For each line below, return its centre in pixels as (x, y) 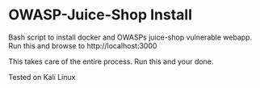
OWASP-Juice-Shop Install (100, 15)
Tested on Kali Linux (42, 77)
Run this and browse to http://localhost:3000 (83, 45)
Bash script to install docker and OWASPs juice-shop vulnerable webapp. (130, 37)
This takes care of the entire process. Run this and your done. (111, 61)
